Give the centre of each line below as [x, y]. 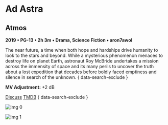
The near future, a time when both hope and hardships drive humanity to [82, 50]
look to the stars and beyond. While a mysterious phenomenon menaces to [84, 55]
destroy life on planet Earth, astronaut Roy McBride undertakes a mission [82, 61]
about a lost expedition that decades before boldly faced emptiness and [81, 72]
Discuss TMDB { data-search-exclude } [47, 97]
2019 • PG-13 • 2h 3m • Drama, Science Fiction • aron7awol [69, 40]
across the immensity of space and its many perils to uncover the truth [80, 66]
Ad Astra [24, 9]
